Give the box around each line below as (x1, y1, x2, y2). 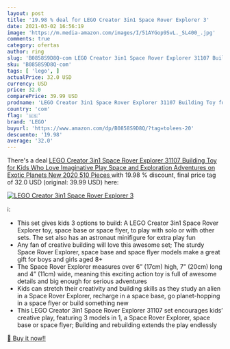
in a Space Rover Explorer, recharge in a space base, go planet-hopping (16, 292, 220, 300)
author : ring (7, 49, 44, 56)
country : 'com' (7, 106, 51, 112)
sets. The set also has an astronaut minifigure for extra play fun (16, 234, 196, 242)
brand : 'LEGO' (7, 118, 48, 125)
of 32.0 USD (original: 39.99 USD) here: (7, 178, 119, 186)
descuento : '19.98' (7, 131, 63, 138)
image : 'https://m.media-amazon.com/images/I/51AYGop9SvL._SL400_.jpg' (7, 29, 216, 36)
